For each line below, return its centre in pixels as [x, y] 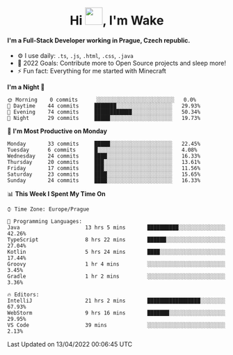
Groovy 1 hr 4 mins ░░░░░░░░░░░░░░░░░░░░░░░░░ [116, 264]
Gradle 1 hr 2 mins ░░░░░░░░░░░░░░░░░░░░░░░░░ [116, 277]
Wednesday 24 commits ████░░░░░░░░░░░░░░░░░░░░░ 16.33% [104, 156]
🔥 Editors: [23, 295]
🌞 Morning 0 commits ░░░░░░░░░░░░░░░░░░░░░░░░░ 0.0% [102, 100]
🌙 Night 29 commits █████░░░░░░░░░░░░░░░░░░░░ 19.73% [104, 119]
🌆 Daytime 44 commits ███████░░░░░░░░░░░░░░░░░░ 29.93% [104, 106]
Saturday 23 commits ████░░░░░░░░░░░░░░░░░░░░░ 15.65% [104, 174]
